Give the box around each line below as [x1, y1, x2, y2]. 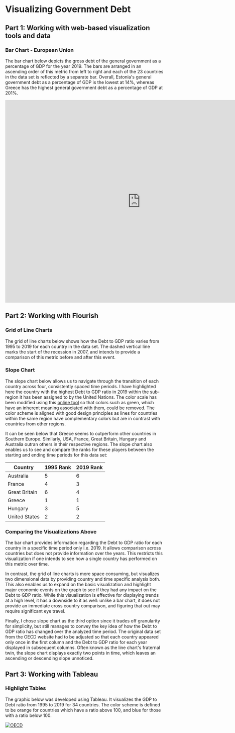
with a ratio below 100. [5, 712, 52, 718]
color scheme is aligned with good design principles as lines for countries [5, 410, 158, 416]
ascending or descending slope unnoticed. [5, 655, 94, 662]
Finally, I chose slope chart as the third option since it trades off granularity [5, 618, 161, 624]
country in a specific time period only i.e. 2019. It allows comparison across [5, 545, 161, 551]
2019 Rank [76, 464, 103, 471]
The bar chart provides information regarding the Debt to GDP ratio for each [5, 539, 162, 546]
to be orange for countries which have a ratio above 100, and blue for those [5, 707, 161, 713]
